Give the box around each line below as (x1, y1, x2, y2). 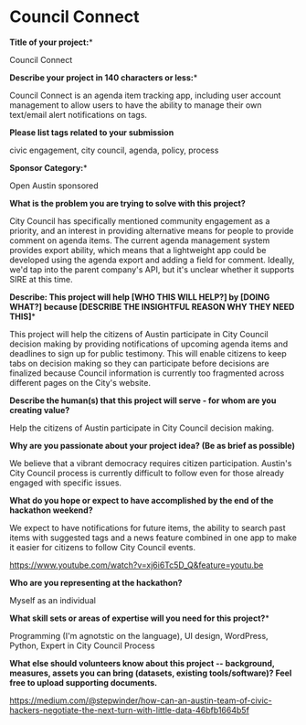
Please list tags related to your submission (9, 126, 174, 138)
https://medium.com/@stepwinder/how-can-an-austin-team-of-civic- (9, 695, 272, 706)
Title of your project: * (9, 37, 93, 48)
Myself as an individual (9, 594, 96, 605)
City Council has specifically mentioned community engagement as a (9, 215, 270, 226)
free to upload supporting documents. (9, 677, 158, 688)
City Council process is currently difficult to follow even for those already (9, 467, 285, 478)
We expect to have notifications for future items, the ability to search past (9, 522, 286, 533)
